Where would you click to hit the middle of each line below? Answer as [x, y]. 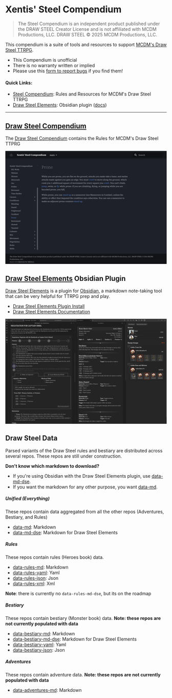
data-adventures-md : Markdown [47, 690]
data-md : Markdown [34, 527]
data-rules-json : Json [36, 578]
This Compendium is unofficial [45, 60]
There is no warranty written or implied [54, 65]
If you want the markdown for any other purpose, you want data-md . [85, 487]
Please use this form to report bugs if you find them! [68, 71]
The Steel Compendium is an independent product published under [89, 24]
